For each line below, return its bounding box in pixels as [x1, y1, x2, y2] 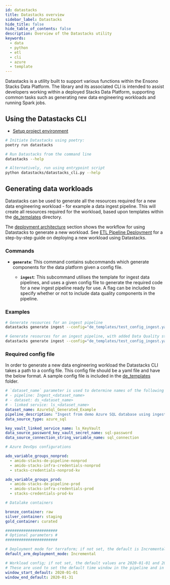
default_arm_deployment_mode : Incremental [5, 551, 96, 557]
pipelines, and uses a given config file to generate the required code [20, 280, 163, 286]
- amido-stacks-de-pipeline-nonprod [10, 458, 87, 463]
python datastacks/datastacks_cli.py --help [5, 170, 101, 175]
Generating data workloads [5, 184, 93, 193]
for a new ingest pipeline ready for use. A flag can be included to [20, 285, 156, 291]
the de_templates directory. [5, 214, 62, 220]
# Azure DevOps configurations [5, 444, 71, 450]
